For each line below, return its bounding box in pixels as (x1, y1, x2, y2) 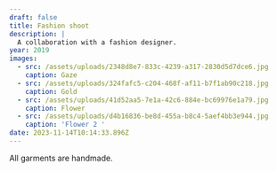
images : (9, 54, 38, 63)
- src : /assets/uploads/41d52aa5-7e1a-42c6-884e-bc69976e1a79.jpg (17, 95, 269, 105)
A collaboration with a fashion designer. (17, 37, 177, 47)
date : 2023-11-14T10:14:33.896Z (9, 129, 129, 137)
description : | (9, 29, 66, 38)
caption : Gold (25, 87, 77, 96)
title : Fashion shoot (9, 21, 90, 30)
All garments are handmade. (9, 152, 113, 163)
